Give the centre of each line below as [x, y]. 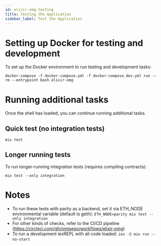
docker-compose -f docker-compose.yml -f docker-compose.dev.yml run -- [81, 76]
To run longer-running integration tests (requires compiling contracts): [76, 167]
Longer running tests [38, 155]
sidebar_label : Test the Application [44, 19]
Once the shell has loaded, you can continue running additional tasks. [76, 113]
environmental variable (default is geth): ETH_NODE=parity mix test [80, 214]
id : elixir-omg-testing [29, 10]
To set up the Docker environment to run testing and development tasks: [78, 67]
